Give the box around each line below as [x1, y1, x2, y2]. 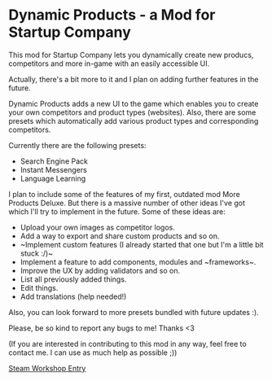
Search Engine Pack [20, 156, 88, 166]
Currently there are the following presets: [8, 140, 147, 150]
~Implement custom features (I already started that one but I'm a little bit [20, 239, 264, 249]
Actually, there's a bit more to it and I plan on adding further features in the [8, 74, 259, 84]
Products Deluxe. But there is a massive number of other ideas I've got [8, 198, 246, 208]
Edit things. [20, 282, 59, 292]
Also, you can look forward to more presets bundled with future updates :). [8, 307, 259, 317]
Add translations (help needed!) [20, 291, 127, 301]
